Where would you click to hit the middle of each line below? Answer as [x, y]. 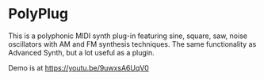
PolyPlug [38, 14]
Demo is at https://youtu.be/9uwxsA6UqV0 [78, 67]
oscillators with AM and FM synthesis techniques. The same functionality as [132, 44]
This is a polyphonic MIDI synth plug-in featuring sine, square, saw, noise [128, 36]
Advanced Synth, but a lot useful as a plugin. [81, 52]
